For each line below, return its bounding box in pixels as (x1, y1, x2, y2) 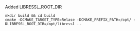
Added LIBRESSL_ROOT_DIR (5, 4, 62, 10)
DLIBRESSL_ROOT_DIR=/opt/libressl (5, 21, 75, 26)
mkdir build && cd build (5, 13, 55, 18)
